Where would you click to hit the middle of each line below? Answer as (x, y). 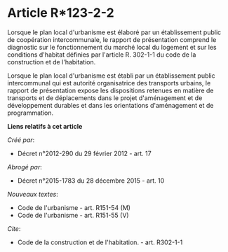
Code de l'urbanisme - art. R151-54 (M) (74, 207)
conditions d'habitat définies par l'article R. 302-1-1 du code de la (102, 55)
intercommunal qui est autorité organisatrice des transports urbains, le (109, 83)
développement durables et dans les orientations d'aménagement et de (110, 105)
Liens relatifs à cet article (45, 126)
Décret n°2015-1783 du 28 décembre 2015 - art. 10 (91, 181)
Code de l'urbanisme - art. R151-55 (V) (73, 215)
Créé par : (21, 140)
